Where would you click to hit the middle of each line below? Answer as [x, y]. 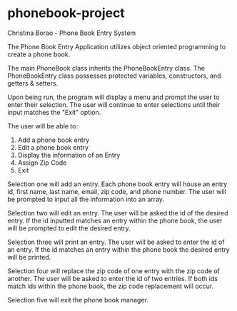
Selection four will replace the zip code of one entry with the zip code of [114, 271]
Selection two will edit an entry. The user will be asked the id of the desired [118, 213]
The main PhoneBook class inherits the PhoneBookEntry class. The [106, 68]
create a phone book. [39, 54]
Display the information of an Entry [69, 155]
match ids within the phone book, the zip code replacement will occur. [111, 286]
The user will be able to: [43, 126]
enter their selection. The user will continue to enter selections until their [114, 104]
